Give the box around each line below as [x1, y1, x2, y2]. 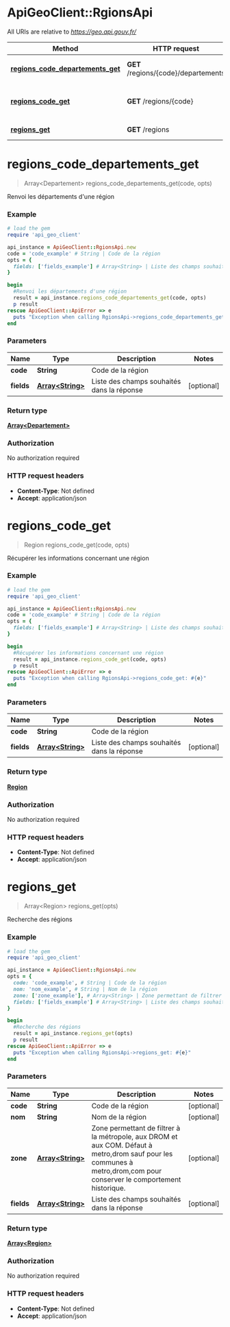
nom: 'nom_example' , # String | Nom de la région [13, 986, 157, 993]
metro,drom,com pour [91, 1166, 162, 1176]
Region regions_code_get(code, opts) [23, 540, 130, 549]
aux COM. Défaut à [91, 1140, 153, 1149]
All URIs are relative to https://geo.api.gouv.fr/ [7, 27, 137, 36]
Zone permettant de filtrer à [91, 1123, 181, 1132]
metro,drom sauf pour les [91, 1149, 173, 1158]
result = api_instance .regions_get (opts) [13, 1030, 133, 1037]
